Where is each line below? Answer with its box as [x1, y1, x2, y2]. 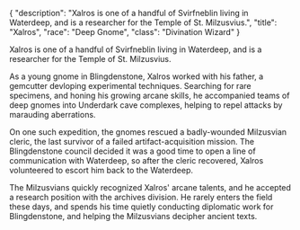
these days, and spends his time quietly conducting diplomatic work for [9, 201, 274, 212]
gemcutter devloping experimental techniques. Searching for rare [9, 81, 251, 91]
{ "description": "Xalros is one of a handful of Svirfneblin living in [9, 8, 249, 18]
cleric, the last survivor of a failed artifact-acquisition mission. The [9, 137, 254, 146]
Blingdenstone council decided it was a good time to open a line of [9, 146, 256, 156]
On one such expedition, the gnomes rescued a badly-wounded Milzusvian [9, 127, 287, 137]
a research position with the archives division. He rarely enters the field [9, 192, 273, 202]
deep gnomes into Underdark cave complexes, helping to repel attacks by [9, 100, 283, 111]
